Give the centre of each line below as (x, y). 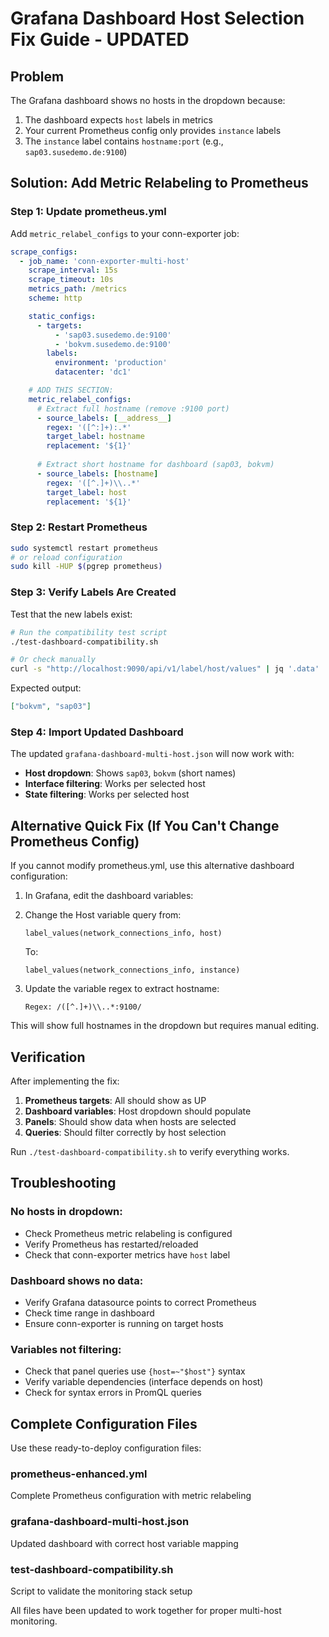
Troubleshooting (63, 1183)
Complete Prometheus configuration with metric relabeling (131, 1496)
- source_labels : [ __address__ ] (104, 418)
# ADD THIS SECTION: (71, 390)
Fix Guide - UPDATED (100, 39)
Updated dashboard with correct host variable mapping (124, 1543)
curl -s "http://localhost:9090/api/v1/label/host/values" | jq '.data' (165, 669)
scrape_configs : (44, 252)
